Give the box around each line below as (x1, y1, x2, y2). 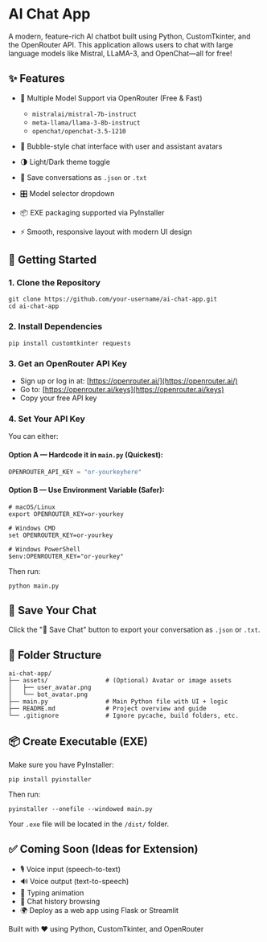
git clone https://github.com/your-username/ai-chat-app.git (8, 295, 218, 304)
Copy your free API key (19, 393, 97, 403)
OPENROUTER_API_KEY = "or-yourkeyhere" (8, 468, 142, 476)
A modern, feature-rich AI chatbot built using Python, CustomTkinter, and (8, 31, 251, 41)
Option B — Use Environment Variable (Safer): (8, 485, 165, 494)
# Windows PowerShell (8, 545, 81, 553)
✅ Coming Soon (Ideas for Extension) (8, 842, 199, 856)
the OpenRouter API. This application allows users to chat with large (8, 39, 233, 49)
